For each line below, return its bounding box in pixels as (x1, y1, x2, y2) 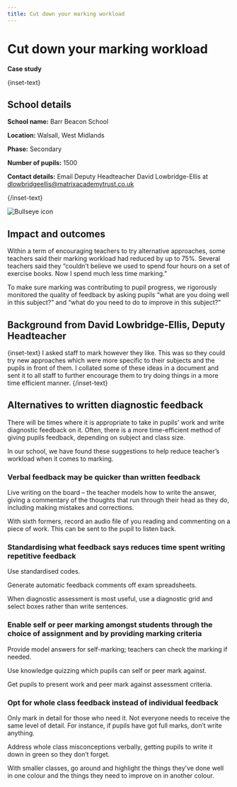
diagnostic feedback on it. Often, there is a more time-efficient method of (7, 425, 221, 434)
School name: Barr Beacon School (7, 118, 109, 126)
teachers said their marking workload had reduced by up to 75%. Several (7, 255, 221, 263)
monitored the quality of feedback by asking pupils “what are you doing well (7, 291, 229, 299)
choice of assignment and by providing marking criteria (7, 629, 202, 639)
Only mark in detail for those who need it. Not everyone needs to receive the (7, 714, 230, 722)
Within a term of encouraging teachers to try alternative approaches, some (7, 247, 226, 255)
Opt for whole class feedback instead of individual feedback (7, 698, 219, 708)
